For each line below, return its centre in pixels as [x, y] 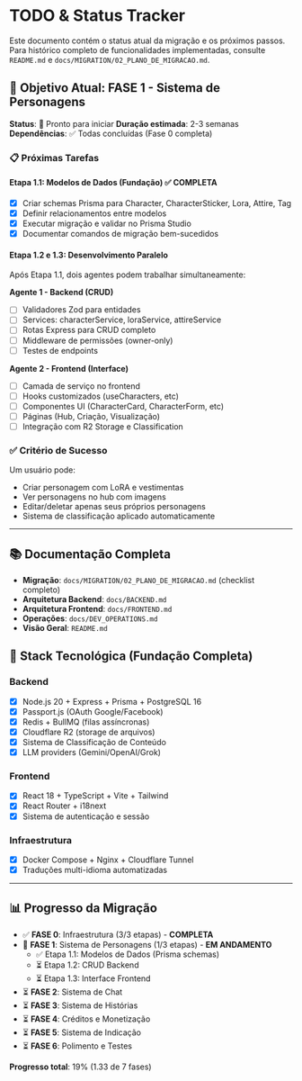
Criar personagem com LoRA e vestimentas [103, 488]
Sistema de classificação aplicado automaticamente [119, 516]
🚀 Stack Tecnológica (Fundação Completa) [131, 657]
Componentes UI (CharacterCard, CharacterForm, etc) [123, 406]
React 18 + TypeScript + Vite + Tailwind [95, 796]
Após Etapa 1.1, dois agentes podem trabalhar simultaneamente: [128, 275]
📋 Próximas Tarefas [54, 158]
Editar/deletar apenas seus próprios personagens [114, 507]
